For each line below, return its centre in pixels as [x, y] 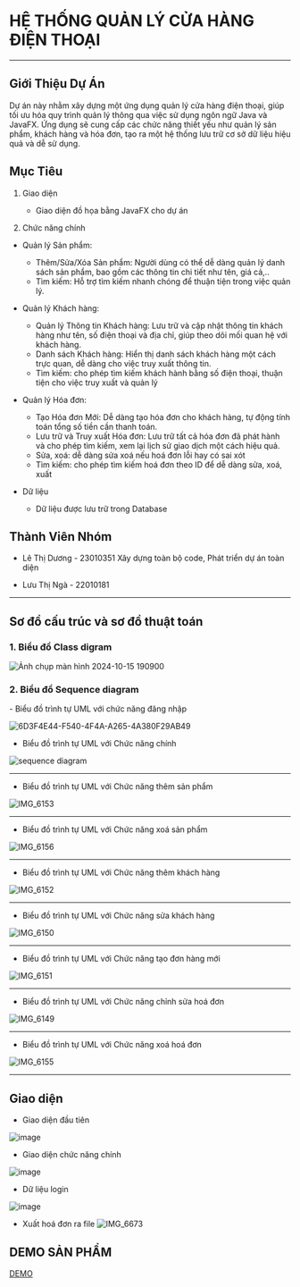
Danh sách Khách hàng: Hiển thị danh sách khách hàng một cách [156, 354]
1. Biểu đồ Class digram [61, 647]
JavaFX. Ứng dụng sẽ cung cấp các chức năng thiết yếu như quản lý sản [143, 124]
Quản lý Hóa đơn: [54, 400]
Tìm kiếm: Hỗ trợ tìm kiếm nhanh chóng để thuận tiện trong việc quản [163, 281]
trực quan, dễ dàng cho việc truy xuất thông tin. [123, 363]
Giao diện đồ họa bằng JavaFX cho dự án [112, 210]
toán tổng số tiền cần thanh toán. [96, 426]
